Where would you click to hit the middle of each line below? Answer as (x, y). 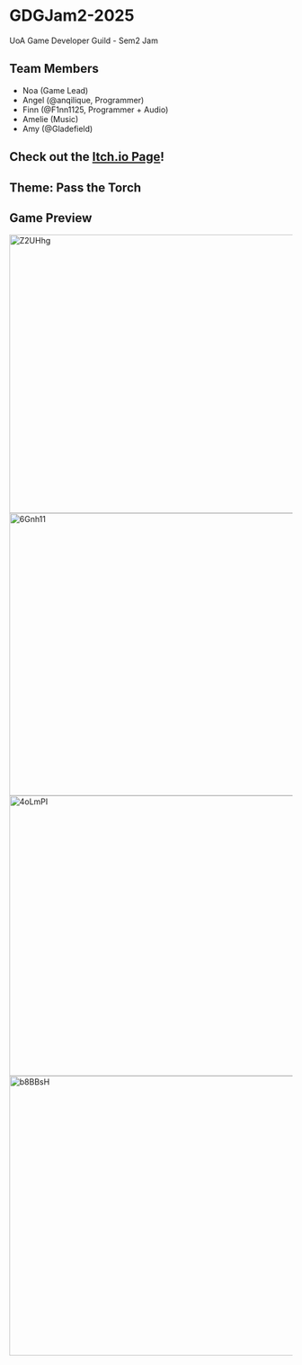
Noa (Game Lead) (55, 90)
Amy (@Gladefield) (58, 129)
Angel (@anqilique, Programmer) (83, 100)
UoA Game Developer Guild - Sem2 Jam (84, 40)
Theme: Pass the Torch (75, 187)
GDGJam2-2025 (72, 16)
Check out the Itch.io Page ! (87, 157)
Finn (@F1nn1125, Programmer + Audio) (95, 110)
